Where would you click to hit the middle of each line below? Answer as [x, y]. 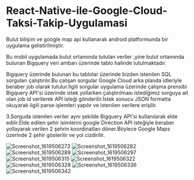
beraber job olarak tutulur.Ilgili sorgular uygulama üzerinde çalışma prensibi [97, 86]
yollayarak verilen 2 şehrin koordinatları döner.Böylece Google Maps [88, 129]
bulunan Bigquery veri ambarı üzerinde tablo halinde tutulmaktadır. [86, 63]
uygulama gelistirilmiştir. [35, 45]
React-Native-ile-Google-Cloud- [87, 11]
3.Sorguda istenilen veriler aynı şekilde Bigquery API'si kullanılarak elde [92, 116]
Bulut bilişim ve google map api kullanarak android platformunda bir [87, 39]
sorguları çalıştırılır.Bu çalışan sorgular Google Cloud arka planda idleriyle [94, 80]
